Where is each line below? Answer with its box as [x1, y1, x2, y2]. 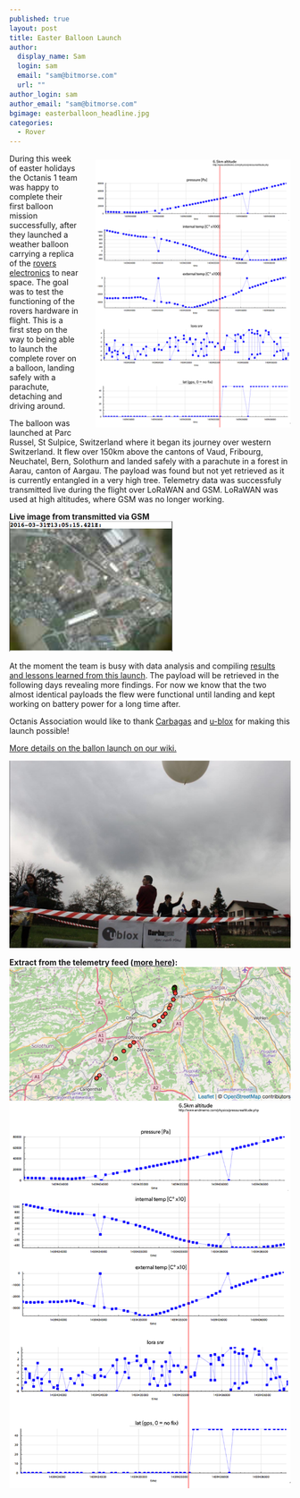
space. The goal [9, 277, 69, 288]
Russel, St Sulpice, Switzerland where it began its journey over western [9, 437, 271, 447]
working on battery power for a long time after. [9, 699, 181, 710]
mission [9, 210, 38, 221]
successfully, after [9, 220, 78, 231]
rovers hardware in [9, 305, 79, 317]
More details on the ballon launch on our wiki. [9, 743, 177, 753]
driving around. [9, 401, 65, 412]
